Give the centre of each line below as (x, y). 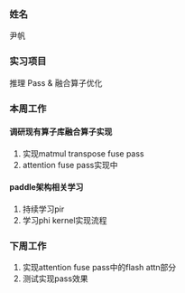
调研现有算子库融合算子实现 (61, 132)
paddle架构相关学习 (46, 187)
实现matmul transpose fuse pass (83, 153)
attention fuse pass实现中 (70, 165)
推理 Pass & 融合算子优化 (56, 82)
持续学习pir (43, 209)
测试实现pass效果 (55, 279)
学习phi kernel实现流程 (65, 220)
